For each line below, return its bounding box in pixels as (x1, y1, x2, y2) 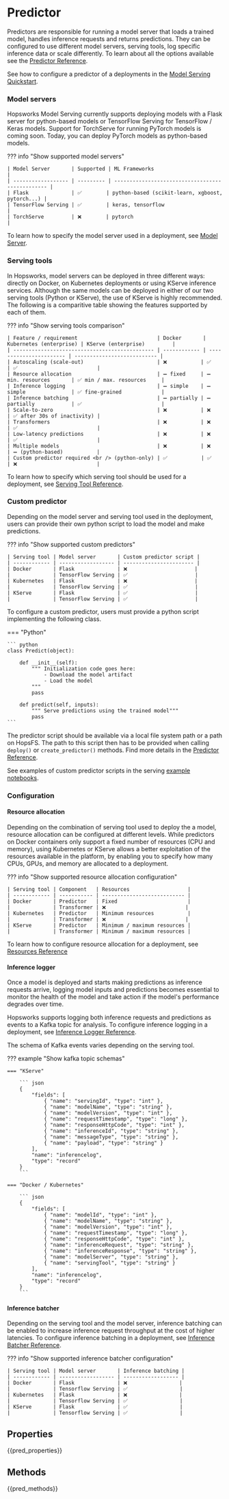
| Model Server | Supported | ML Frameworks (7, 166, 154, 173)
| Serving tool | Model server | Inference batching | (7, 1367, 185, 1375)
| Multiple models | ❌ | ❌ (7, 442, 211, 450)
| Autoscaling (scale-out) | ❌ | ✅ (7, 358, 212, 365)
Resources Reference (7, 947, 68, 955)
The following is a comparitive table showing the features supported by (7, 300, 208, 309)
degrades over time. (7, 1000, 64, 1008)
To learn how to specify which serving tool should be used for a (7, 472, 187, 480)
